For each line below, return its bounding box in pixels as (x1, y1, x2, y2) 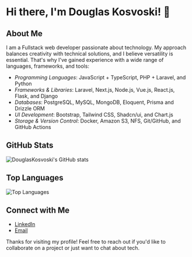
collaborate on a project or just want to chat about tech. (6, 245, 140, 252)
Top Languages (6, 173, 64, 183)
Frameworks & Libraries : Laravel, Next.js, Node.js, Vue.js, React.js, (14, 86, 175, 93)
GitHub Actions (14, 124, 51, 130)
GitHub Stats (6, 140, 54, 151)
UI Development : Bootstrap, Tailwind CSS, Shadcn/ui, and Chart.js (14, 111, 174, 118)
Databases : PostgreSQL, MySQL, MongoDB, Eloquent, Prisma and (14, 99, 174, 106)
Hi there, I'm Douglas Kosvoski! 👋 (6, 5, 170, 19)
